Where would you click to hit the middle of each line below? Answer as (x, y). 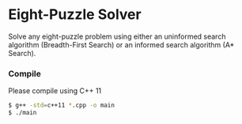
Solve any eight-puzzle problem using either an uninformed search (117, 36)
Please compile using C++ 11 (55, 91)
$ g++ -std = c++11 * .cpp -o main (61, 105)
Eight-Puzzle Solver (75, 15)
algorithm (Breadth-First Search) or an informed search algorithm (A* (121, 44)
